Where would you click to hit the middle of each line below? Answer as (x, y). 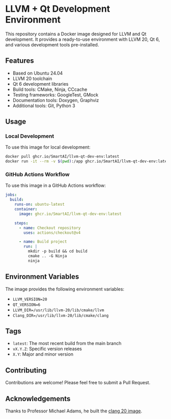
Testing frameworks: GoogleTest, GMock (55, 94)
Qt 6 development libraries (40, 84)
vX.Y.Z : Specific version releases (47, 349)
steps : (21, 223)
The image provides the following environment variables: (65, 289)
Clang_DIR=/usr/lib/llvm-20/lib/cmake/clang (61, 315)
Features (20, 61)
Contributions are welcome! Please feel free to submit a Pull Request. (78, 383)
